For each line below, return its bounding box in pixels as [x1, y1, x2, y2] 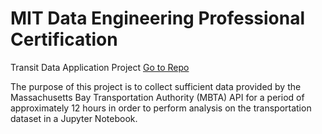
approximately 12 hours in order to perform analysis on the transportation [10, 102, 312, 114]
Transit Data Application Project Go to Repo [10, 61, 190, 73]
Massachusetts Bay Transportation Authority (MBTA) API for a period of [10, 91, 305, 103]
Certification [10, 28, 118, 51]
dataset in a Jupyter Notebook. [10, 112, 138, 124]
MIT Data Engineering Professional [10, 7, 306, 30]
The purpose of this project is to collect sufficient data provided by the [10, 80, 302, 92]
